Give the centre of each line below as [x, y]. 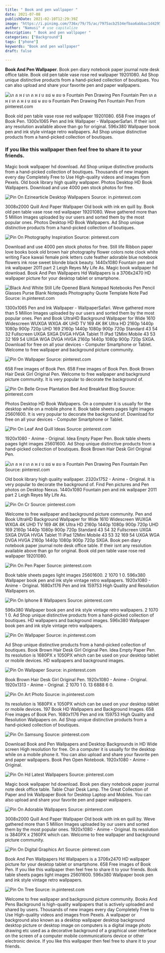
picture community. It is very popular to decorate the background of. [74, 379]
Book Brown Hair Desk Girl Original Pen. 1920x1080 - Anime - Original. [76, 679]
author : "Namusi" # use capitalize [41, 28]
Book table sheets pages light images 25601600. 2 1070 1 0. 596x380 [75, 575]
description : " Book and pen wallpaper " [48, 33]
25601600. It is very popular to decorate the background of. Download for [80, 414]
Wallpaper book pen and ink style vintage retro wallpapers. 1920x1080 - [78, 580]
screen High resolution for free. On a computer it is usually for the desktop [80, 749]
